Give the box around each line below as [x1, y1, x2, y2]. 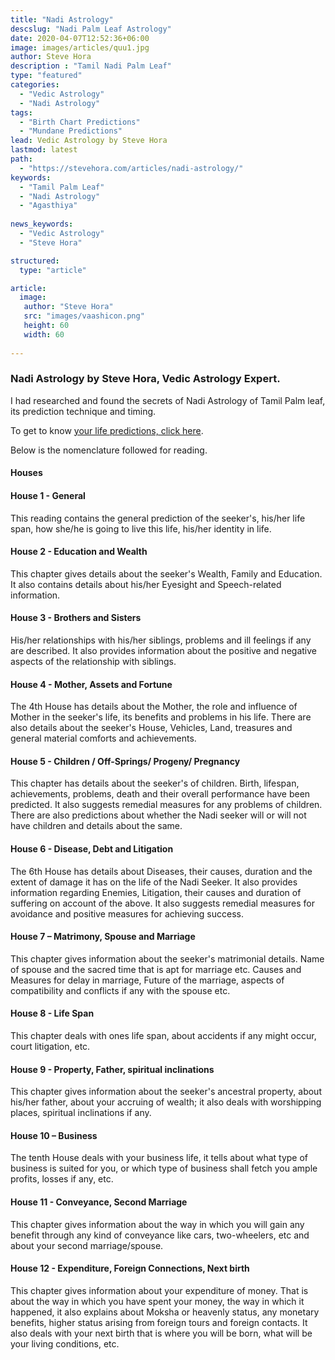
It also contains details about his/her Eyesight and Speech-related [10, 578, 282, 590]
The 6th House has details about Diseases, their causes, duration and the [10, 865, 313, 877]
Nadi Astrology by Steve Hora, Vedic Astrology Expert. [10, 372, 281, 386]
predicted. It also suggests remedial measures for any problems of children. [10, 799, 323, 811]
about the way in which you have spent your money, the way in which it [10, 1295, 305, 1307]
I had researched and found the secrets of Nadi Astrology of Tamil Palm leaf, [10, 394, 326, 406]
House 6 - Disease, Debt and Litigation [10, 843, 174, 855]
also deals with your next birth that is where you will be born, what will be [10, 1327, 313, 1339]
